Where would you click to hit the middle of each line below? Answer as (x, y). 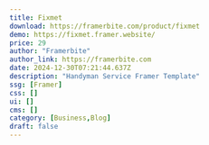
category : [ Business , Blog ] (60, 118)
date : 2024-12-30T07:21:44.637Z (70, 68)
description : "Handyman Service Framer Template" (105, 77)
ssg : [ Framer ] (36, 85)
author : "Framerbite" (50, 51)
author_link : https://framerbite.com (81, 59)
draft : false (34, 127)
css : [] (24, 93)
